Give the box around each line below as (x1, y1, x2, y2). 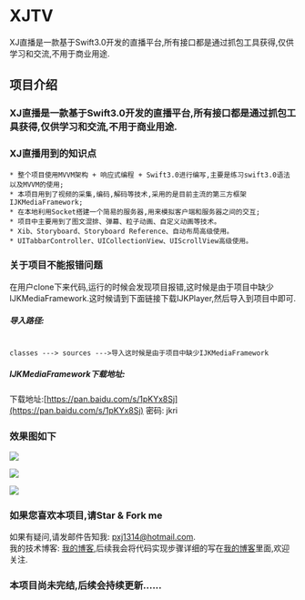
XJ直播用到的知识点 (9, 147, 97, 160)
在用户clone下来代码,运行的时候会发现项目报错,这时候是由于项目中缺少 (9, 281, 275, 292)
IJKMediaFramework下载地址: (9, 369, 126, 380)
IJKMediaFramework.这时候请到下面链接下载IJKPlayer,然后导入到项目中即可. (9, 292, 297, 303)
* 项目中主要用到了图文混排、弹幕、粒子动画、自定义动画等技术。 (9, 217, 221, 226)
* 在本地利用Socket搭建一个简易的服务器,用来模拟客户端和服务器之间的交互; (9, 207, 261, 217)
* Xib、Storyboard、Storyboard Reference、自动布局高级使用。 (9, 227, 234, 236)
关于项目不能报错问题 (9, 259, 103, 271)
